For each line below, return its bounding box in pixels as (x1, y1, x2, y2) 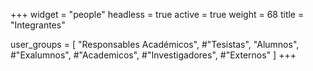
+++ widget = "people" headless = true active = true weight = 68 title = (10, 9, 305, 20)
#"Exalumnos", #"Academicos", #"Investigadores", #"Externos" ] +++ (10, 49, 297, 61)
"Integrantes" (10, 19, 66, 31)
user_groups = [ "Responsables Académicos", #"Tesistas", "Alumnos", (10, 39, 300, 50)
